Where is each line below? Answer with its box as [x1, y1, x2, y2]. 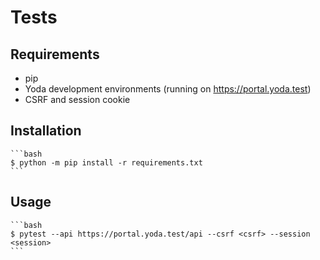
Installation [10, 122, 82, 140]
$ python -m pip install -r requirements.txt [10, 157, 203, 168]
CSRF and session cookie [24, 94, 131, 105]
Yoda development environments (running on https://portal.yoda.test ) [24, 83, 312, 95]
